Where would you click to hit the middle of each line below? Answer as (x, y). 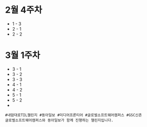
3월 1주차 (23, 55)
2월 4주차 (24, 10)
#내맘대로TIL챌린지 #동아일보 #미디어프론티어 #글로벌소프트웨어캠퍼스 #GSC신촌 (73, 115)
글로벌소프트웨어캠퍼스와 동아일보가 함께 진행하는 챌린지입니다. (59, 120)
